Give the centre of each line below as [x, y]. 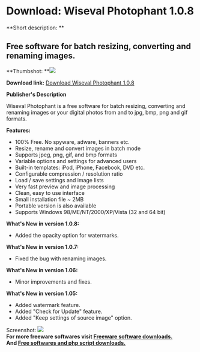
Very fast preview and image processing [65, 186]
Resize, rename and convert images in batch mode [78, 148]
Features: [19, 130]
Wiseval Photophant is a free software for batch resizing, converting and [96, 106]
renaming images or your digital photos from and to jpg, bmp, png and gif [97, 112]
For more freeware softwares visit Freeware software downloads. [89, 336]
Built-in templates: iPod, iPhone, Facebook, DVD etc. [80, 167]
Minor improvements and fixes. [53, 282]
